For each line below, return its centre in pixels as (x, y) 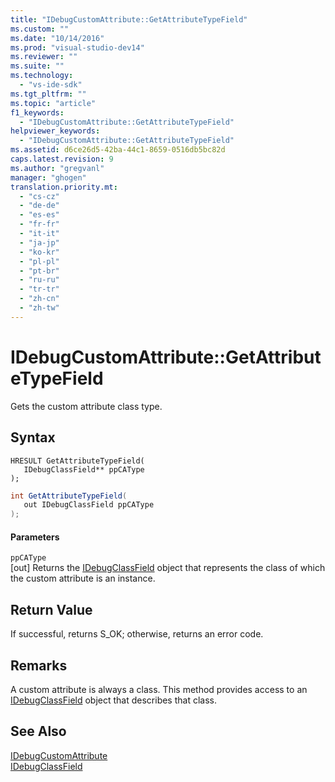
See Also (38, 731)
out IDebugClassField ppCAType (89, 505)
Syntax (33, 437)
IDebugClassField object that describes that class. (113, 700)
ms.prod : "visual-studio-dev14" (77, 47)
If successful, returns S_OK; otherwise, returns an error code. (137, 634)
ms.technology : (42, 76)
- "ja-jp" (39, 242)
